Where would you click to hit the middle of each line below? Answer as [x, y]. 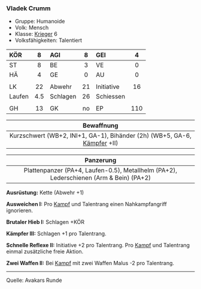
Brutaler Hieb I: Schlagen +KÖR [45, 222]
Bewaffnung [100, 125]
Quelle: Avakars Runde [34, 280]
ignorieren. [20, 211]
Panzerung [100, 161]
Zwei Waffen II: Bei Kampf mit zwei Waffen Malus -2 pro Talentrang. [90, 263]
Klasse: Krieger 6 [36, 34]
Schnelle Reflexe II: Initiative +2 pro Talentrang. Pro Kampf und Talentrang [98, 245]
